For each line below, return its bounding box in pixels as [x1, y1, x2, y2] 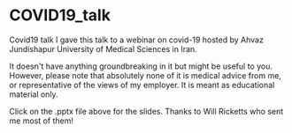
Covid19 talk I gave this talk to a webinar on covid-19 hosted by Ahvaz [9, 34, 264, 45]
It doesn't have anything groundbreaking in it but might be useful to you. [9, 61, 273, 71]
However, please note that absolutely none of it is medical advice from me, [9, 70, 281, 80]
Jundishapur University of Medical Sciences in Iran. [9, 43, 197, 54]
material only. [9, 89, 59, 100]
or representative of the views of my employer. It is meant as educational [9, 79, 275, 90]
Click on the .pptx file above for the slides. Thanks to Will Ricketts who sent [9, 106, 284, 116]
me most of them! [9, 115, 73, 126]
